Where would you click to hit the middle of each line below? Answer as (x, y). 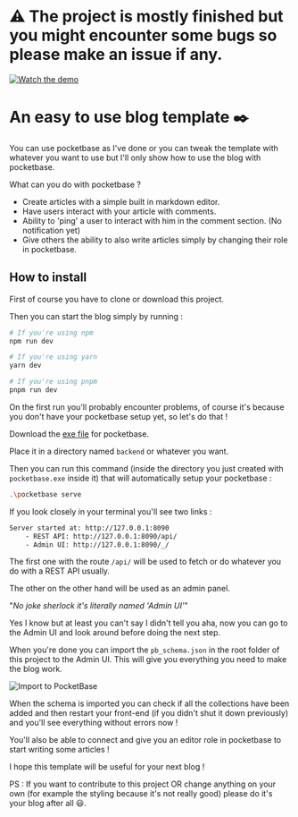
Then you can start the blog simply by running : (96, 316)
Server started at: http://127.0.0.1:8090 (89, 528)
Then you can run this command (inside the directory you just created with (146, 468)
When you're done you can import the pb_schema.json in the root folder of (145, 650)
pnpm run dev (33, 390)
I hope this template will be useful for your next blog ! (107, 767)
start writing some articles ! (59, 750)
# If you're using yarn (54, 357)
